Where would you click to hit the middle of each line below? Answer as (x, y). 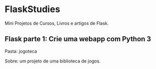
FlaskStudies (32, 9)
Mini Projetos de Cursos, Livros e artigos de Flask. (57, 23)
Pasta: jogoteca (21, 51)
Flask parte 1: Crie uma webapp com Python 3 (78, 39)
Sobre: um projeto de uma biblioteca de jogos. (53, 61)
